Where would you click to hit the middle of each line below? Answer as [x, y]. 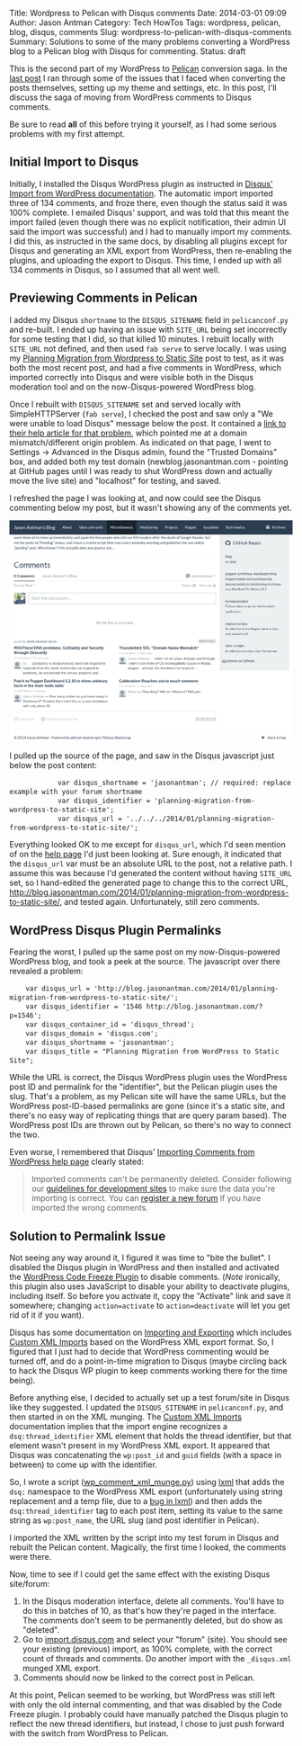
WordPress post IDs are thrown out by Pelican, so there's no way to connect [151, 1125]
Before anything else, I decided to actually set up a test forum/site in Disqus [150, 1397]
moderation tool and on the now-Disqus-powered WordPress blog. [133, 387]
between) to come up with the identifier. [83, 1464]
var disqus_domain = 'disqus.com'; [92, 1034]
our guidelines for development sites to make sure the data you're [153, 1189]
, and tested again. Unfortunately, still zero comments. [160, 902]
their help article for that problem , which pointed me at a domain [129, 433]
